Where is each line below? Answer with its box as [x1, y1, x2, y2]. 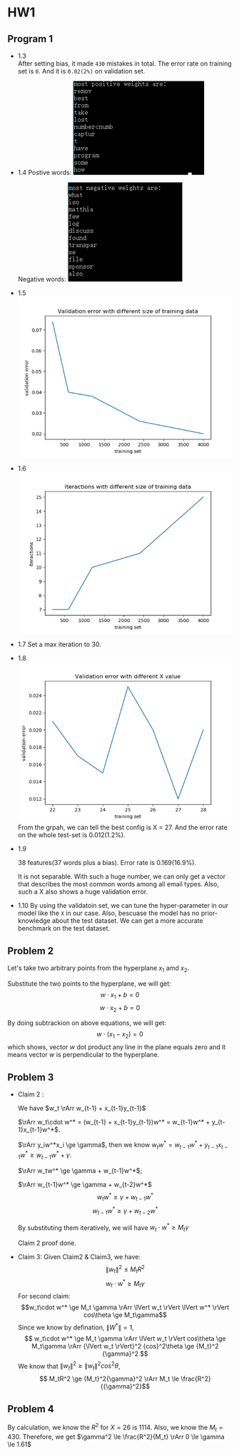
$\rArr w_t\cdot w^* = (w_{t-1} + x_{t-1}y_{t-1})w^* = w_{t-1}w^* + [17, 1117, 210, 1126]
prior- [200, 909, 218, 918]
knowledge [17, 916, 51, 925]
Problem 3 [7, 1071, 54, 1083]
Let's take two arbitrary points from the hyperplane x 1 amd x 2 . [7, 964, 190, 974]
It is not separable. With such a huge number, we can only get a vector [17, 872, 226, 881]
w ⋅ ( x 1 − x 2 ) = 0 [96, 1030, 144, 1040]
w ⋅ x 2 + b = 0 [99, 1003, 141, 1014]
